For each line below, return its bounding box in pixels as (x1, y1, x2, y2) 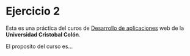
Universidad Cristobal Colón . (5, 30, 81, 38)
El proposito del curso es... (5, 43, 73, 50)
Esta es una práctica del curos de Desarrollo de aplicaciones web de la (5, 24, 185, 32)
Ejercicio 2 (5, 4, 60, 18)
